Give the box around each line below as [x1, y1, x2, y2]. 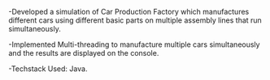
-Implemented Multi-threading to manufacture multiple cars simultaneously [8, 40, 260, 49]
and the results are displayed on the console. [8, 48, 159, 57]
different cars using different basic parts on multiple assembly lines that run [8, 15, 262, 25]
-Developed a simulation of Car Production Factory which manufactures [8, 7, 250, 16]
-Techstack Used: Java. [8, 64, 88, 74]
